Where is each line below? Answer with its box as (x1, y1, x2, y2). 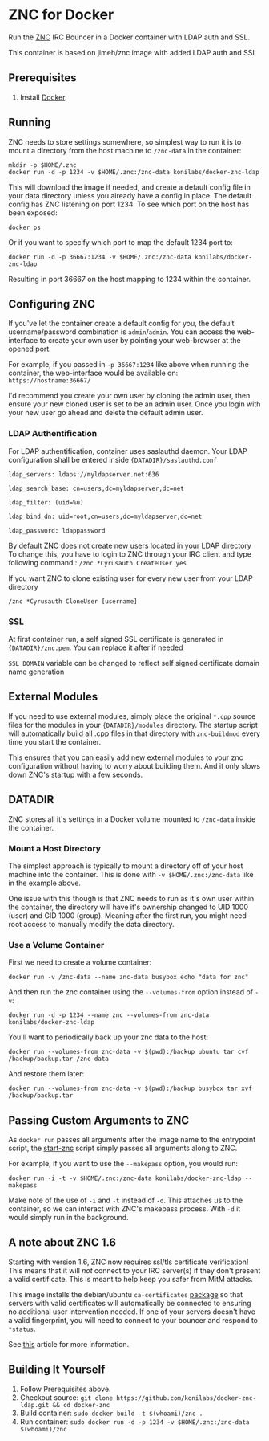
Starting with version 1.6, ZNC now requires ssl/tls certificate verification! (8, 1257, 249, 1267)
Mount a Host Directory (8, 843, 102, 854)
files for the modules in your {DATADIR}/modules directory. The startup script (8, 720, 259, 729)
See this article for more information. (8, 1339, 130, 1349)
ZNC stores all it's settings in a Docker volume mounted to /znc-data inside (8, 814, 256, 824)
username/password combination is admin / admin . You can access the (8, 327, 236, 337)
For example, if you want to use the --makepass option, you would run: (8, 1159, 239, 1168)
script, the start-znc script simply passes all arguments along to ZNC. (8, 1143, 238, 1153)
